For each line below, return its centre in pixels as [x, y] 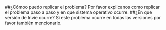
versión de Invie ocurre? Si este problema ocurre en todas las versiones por [83, 18]
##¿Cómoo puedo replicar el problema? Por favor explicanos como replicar [82, 7]
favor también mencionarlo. [33, 23]
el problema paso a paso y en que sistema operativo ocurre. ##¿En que [79, 12]
